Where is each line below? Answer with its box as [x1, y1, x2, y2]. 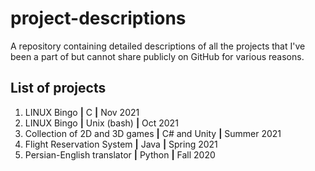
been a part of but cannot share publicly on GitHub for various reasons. [10, 50, 305, 62]
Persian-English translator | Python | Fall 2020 [24, 148, 216, 161]
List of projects [10, 80, 107, 97]
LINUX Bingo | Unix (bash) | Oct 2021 [24, 117, 179, 129]
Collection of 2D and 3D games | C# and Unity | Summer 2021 [24, 127, 282, 139]
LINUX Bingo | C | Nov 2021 [24, 106, 140, 118]
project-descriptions [10, 7, 187, 30]
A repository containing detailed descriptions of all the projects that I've [10, 40, 306, 52]
